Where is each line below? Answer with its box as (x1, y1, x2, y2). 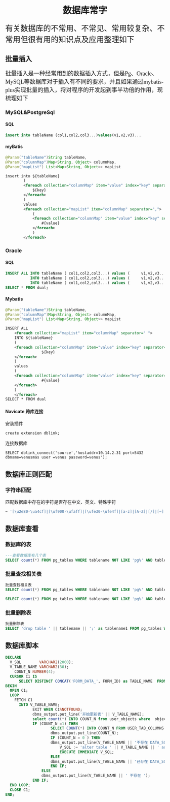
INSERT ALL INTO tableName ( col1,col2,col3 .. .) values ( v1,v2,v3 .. (5, 270, 164, 276)
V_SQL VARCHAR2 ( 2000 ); (10, 660, 73, 665)
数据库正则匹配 (5, 470, 52, 478)
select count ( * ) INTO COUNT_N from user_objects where (32, 716, 151, 722)
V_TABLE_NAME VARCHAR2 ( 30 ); (10, 664, 69, 670)
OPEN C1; (10, 688, 28, 693)
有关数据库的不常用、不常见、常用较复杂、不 (5, 24, 165, 33)
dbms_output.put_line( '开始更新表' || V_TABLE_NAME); (32, 712, 144, 717)
